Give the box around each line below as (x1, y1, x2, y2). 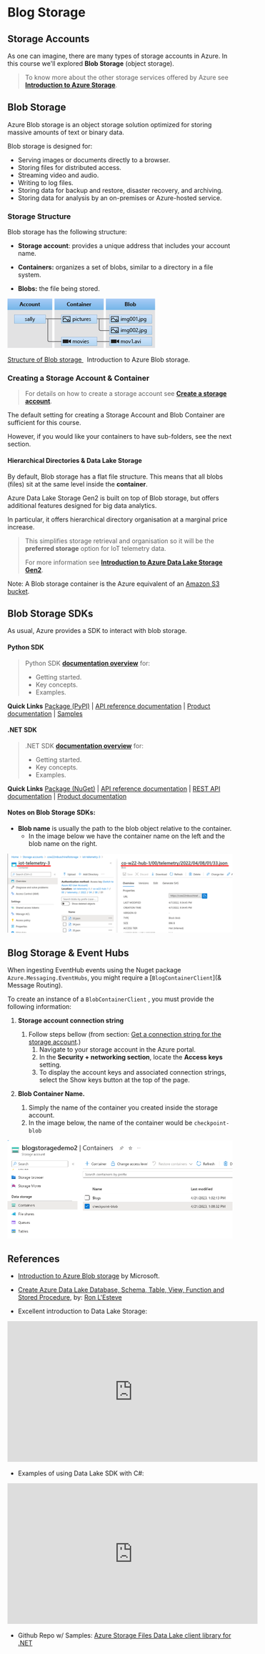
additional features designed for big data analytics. (7, 501, 157, 509)
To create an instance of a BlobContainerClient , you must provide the (7, 995, 214, 1004)
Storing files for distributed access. (17, 163, 121, 171)
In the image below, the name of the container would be (28, 1119, 193, 1127)
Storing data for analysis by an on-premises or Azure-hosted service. (17, 194, 223, 202)
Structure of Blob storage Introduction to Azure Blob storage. (7, 355, 191, 364)
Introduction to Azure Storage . (24, 81, 118, 89)
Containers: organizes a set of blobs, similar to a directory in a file (17, 263, 214, 271)
